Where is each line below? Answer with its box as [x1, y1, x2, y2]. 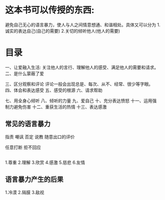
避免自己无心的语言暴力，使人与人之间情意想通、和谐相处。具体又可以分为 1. [5, 22, 161, 28]
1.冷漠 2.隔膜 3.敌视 [5, 189, 44, 195]
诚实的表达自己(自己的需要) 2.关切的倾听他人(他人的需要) [5, 28, 120, 34]
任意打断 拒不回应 [5, 144, 41, 150]
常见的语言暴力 [5, 120, 51, 128]
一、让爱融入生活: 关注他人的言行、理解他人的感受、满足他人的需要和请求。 [5, 64, 159, 70]
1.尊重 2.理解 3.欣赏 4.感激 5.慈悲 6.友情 [5, 160, 85, 165]
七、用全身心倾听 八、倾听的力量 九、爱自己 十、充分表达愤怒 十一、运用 [5, 97, 153, 104]
